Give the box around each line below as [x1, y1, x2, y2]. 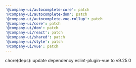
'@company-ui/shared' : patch [5, 35, 65, 40]
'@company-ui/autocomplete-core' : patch [5, 7, 90, 12]
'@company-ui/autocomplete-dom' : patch [5, 12, 88, 17]
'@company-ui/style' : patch [5, 39, 63, 44]
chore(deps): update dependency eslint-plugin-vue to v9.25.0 [5, 57, 132, 63]
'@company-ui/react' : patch [5, 30, 63, 35]
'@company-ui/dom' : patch [5, 26, 58, 31]
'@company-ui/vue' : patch [5, 44, 58, 49]
